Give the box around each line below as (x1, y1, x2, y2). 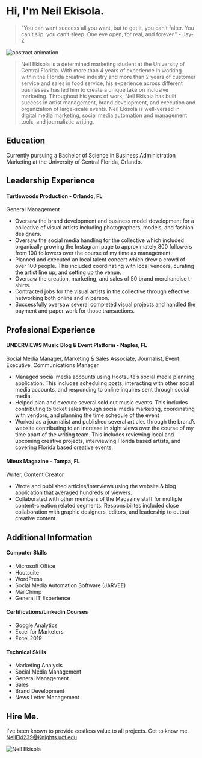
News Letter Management (14, 694, 80, 701)
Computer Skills (6, 549, 47, 556)
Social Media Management (14, 668, 81, 675)
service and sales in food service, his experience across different (20, 80, 183, 87)
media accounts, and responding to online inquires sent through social (14, 386, 189, 393)
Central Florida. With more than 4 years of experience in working (20, 66, 182, 74)
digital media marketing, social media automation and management (20, 112, 188, 119)
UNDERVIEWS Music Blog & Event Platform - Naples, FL (6, 342, 147, 349)
